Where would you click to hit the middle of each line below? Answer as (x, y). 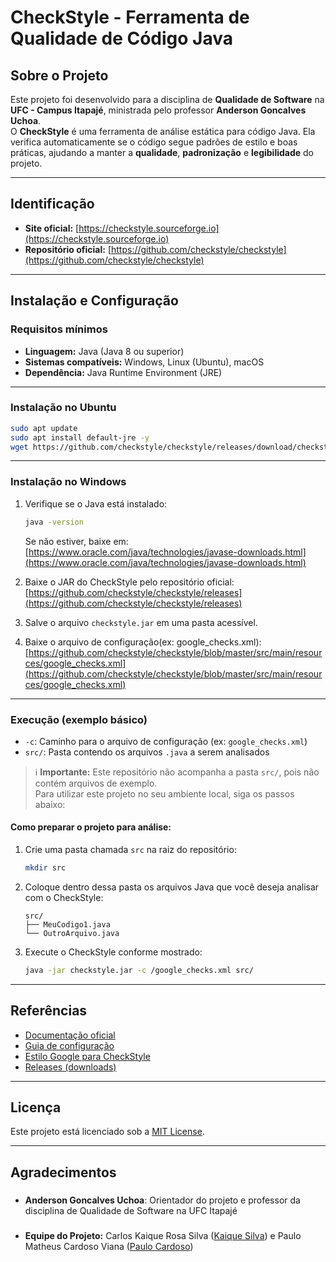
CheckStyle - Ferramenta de (130, 17)
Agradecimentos (63, 1172)
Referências (49, 1011)
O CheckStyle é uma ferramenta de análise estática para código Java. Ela (163, 131)
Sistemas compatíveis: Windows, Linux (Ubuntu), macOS (144, 362)
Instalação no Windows (68, 482)
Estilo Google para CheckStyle (87, 1056)
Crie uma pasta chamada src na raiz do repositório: (130, 850)
